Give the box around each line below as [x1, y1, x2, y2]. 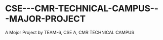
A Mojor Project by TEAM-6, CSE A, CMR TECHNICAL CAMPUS [5, 29, 135, 35]
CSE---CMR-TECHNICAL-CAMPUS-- [5, 3, 159, 14]
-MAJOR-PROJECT [5, 13, 86, 24]
